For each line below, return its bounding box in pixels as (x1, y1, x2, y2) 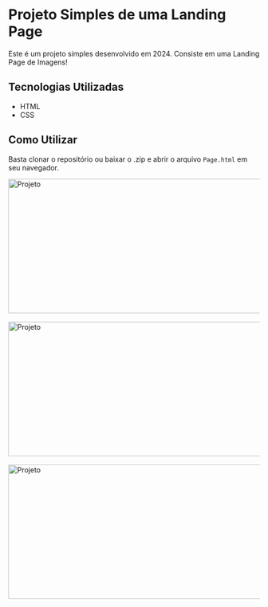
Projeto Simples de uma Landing (8, 6, 227, 24)
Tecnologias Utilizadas (8, 80, 124, 94)
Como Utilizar (8, 133, 78, 147)
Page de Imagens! (8, 57, 68, 67)
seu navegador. (8, 163, 60, 172)
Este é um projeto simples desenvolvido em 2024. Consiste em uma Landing (8, 49, 260, 58)
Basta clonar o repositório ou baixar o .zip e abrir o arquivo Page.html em (8, 154, 248, 164)
